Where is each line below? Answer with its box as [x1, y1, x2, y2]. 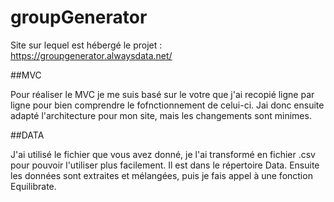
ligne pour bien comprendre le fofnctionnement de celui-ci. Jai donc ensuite [10, 99, 325, 111]
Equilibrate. [10, 180, 57, 192]
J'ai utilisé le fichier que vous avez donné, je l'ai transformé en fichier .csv [10, 148, 316, 160]
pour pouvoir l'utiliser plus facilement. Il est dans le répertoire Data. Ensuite [10, 159, 320, 171]
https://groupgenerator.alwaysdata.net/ [10, 49, 173, 61]
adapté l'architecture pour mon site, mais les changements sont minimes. [10, 109, 312, 121]
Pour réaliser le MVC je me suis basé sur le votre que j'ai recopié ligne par [10, 88, 315, 100]
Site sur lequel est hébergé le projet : [10, 39, 163, 51]
